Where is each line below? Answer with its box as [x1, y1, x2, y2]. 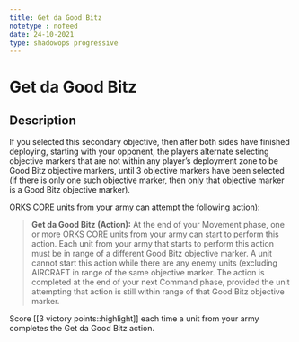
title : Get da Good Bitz [9, 13, 102, 22]
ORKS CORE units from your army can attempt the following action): [9, 202, 260, 212]
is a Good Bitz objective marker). [9, 184, 130, 195]
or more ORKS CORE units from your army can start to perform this [31, 229, 280, 239]
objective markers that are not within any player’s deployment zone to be [9, 156, 278, 166]
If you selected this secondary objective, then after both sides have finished [9, 137, 290, 148]
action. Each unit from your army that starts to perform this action [31, 238, 275, 249]
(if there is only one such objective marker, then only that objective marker [9, 175, 285, 185]
